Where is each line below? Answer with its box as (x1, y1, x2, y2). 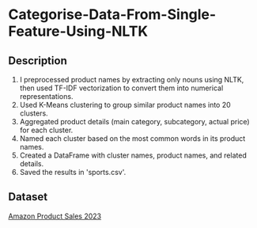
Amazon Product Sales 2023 (8, 211, 101, 221)
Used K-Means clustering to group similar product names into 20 (19, 101, 231, 109)
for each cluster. (19, 125, 74, 135)
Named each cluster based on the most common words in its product (19, 134, 246, 143)
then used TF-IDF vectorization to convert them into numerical (19, 83, 224, 93)
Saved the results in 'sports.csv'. (19, 168, 127, 177)
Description (8, 54, 67, 67)
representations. (19, 92, 74, 101)
